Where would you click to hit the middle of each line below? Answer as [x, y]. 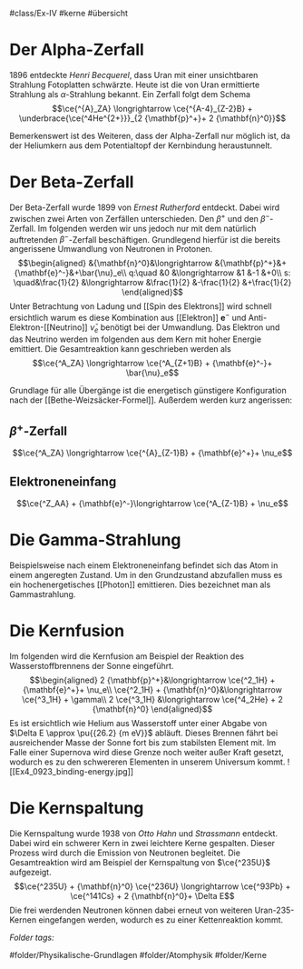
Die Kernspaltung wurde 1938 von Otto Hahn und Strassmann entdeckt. [144, 834]
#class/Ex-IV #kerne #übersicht [69, 13]
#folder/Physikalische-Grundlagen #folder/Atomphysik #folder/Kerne [138, 955]
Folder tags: [32, 938]
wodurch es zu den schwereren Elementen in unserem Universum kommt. [147, 762]
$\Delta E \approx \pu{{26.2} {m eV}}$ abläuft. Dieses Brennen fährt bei [144, 733]
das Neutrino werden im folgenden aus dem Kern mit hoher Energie [135, 339]
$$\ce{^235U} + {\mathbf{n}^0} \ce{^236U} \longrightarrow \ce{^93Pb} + [152, 886]
